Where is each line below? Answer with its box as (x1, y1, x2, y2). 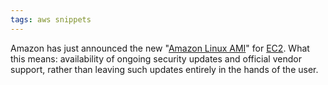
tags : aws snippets (10, 14, 92, 25)
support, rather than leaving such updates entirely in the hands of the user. (10, 63, 319, 75)
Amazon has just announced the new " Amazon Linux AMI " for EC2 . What (10, 42, 310, 54)
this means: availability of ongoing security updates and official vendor (10, 52, 302, 65)
